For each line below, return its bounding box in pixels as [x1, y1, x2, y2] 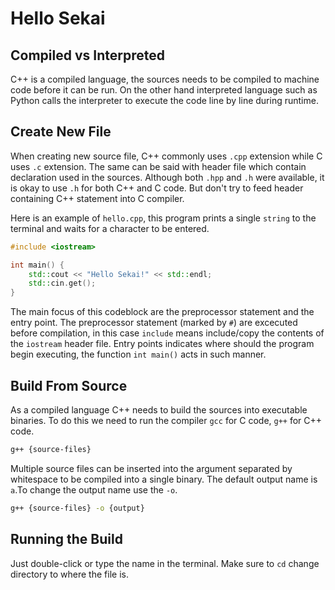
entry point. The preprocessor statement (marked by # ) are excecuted [10, 317, 298, 329]
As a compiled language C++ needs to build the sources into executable [10, 404, 308, 416]
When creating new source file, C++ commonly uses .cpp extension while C [10, 150, 323, 162]
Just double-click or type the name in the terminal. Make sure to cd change [10, 557, 320, 569]
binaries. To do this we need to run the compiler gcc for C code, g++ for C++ [10, 415, 323, 426]
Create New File [10, 123, 112, 141]
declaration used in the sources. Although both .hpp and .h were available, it [10, 171, 325, 183]
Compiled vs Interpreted [10, 47, 165, 64]
